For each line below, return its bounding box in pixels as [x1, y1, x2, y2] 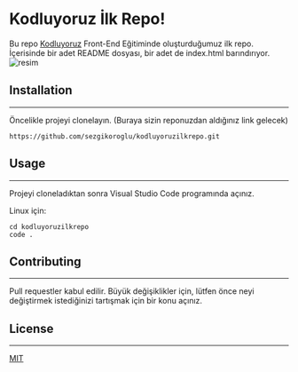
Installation [9, 83, 73, 98]
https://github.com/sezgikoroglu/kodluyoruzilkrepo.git [9, 131, 220, 141]
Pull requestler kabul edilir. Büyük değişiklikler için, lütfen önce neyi [9, 286, 255, 297]
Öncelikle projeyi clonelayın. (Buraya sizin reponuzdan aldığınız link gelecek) [9, 115, 288, 125]
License [9, 321, 54, 336]
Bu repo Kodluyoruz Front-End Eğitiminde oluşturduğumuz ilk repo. [9, 38, 255, 49]
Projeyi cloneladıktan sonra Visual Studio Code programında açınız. [9, 187, 255, 199]
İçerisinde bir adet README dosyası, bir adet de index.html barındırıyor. [9, 47, 271, 58]
